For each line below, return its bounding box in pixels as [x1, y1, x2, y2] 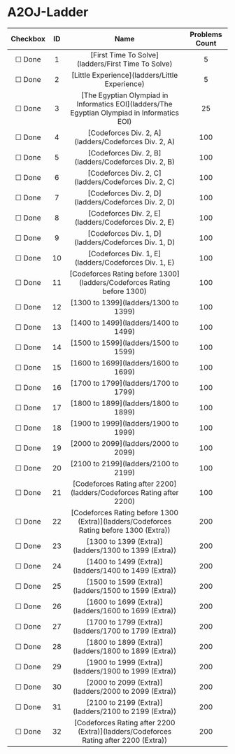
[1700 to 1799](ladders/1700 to [70, 378, 179, 388]
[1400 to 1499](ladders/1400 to [70, 318, 179, 328]
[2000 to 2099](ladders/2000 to [70, 438, 179, 448]
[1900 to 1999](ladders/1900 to [70, 418, 179, 428]
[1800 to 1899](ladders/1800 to [70, 398, 179, 408]
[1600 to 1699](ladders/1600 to [70, 358, 179, 368]
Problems [190, 29, 222, 39]
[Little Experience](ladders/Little [71, 70, 178, 80]
